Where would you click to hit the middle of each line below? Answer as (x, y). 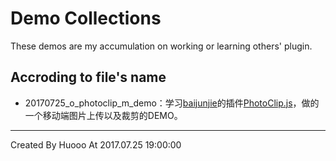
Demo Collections (86, 18)
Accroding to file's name (88, 77)
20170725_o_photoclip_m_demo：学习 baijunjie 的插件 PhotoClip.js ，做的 (172, 103)
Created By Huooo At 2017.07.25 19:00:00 (96, 144)
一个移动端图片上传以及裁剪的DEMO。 (103, 115)
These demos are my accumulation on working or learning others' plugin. (161, 46)
